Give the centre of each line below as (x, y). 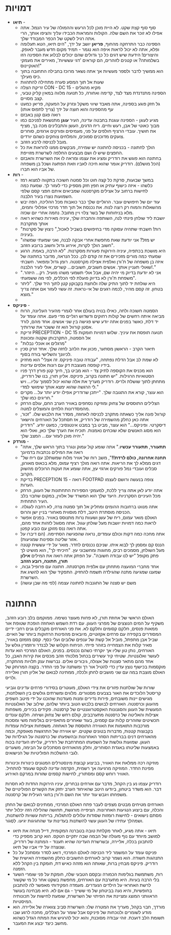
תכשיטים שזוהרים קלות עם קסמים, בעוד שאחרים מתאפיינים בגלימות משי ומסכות (82, 720)
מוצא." (27, 294)
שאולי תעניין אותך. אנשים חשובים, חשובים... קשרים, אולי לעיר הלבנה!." (88, 267)
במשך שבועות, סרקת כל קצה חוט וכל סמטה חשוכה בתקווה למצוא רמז (87, 180)
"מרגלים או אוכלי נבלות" (44, 343)
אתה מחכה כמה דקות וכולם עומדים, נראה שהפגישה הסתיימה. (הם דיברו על (92, 534)
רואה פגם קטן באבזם (40, 114)
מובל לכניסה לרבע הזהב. (44, 142)
